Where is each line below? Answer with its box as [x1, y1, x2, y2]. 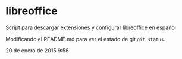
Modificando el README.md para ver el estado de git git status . [5, 35, 166, 42]
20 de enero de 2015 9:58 [5, 46, 69, 54]
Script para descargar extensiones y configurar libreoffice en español [5, 24, 176, 31]
